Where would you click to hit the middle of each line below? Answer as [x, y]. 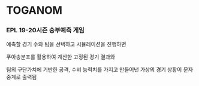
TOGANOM [34, 10]
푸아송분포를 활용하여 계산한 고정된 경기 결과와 [61, 57]
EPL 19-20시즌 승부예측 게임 [46, 30]
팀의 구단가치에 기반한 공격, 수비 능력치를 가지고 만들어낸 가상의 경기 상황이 [94, 70]
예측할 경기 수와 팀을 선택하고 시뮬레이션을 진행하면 [66, 44]
